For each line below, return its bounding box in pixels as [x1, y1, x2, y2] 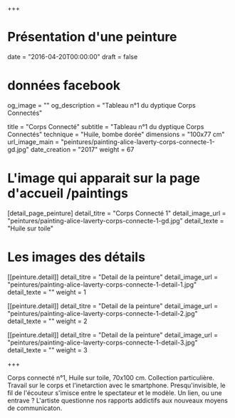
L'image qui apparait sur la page [7, 170, 201, 186]
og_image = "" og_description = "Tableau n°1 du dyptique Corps [7, 101, 196, 109]
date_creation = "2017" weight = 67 [31, 145, 135, 153]
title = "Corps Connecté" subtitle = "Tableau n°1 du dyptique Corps [7, 122, 204, 131]
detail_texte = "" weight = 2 [7, 317, 88, 325]
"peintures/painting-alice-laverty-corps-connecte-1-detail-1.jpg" [7, 280, 197, 289]
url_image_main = [7, 137, 60, 146]
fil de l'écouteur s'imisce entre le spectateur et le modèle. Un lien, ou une [7, 388, 222, 397]
